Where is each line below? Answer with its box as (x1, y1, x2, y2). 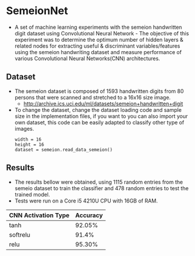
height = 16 (14, 141, 44, 148)
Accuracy (75, 211, 103, 219)
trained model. (14, 191, 50, 198)
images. (14, 125, 34, 132)
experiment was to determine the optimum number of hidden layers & (14, 36, 184, 43)
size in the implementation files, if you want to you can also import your (14, 112, 188, 119)
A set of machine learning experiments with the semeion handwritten (14, 24, 183, 31)
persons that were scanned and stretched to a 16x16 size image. (14, 94, 171, 101)
